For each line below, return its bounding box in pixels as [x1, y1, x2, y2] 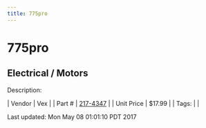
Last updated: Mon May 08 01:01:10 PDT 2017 [7, 112, 137, 121]
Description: [7, 86, 42, 94]
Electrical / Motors [7, 67, 88, 80]
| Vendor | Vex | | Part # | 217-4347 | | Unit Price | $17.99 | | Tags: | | [7, 99, 200, 107]
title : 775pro [7, 10, 48, 17]
